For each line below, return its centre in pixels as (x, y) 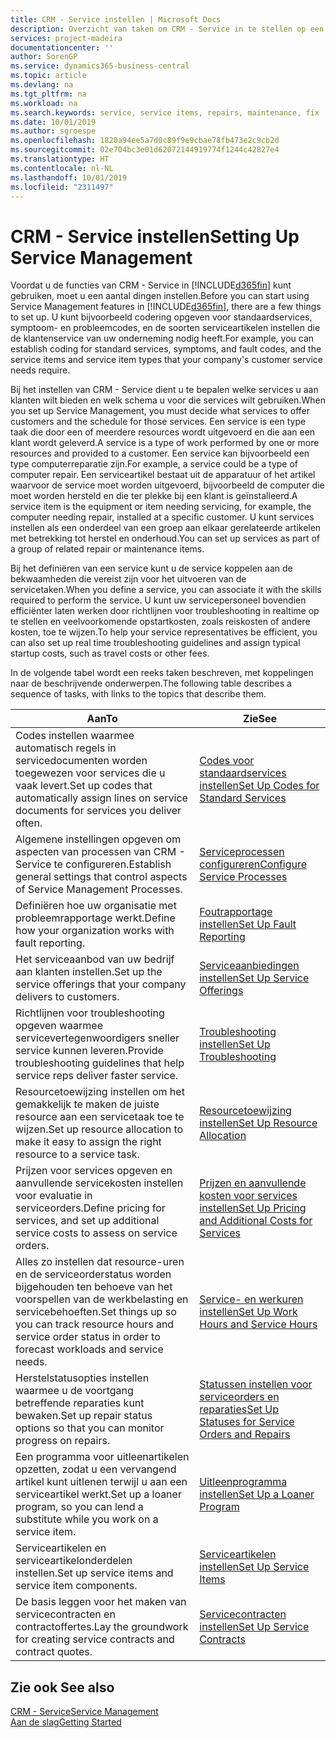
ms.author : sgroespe (53, 131)
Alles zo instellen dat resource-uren (100, 1262)
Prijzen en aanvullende (253, 1183)
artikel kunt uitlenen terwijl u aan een (101, 1482)
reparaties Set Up (239, 1409)
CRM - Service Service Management (84, 1712)
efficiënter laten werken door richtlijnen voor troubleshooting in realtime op (165, 611)
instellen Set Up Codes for (259, 786)
